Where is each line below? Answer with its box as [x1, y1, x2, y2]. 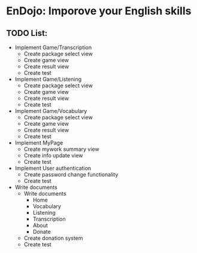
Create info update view [23, 152, 83, 159]
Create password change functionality [23, 171, 119, 178]
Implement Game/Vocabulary [14, 108, 87, 114]
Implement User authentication [14, 164, 92, 172]
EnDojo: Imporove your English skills [6, 4, 192, 18]
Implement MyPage [14, 139, 63, 146]
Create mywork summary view [23, 145, 100, 153]
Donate [32, 228, 51, 235]
